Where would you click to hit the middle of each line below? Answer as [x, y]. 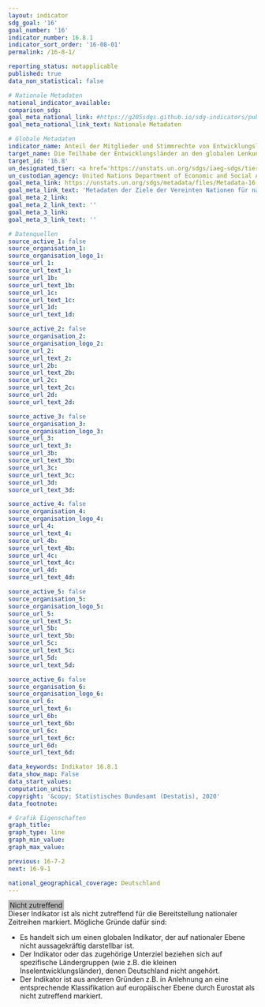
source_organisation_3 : [47, 424]
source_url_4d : [33, 570]
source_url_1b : [33, 278]
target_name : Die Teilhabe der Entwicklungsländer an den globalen [121, 153]
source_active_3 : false [47, 416]
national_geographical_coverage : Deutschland [84, 883]
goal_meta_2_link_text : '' [52, 205]
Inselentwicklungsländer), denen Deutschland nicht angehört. [120, 971]
